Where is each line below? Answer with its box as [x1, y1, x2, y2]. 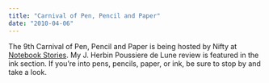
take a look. [8, 67, 47, 77]
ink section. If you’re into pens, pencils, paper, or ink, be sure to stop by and [8, 58, 261, 68]
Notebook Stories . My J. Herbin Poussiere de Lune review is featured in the [8, 50, 259, 60]
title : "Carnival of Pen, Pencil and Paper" [8, 11, 161, 20]
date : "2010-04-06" [8, 19, 74, 27]
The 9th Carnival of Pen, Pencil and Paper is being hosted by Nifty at [8, 41, 237, 51]
